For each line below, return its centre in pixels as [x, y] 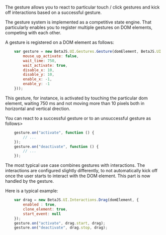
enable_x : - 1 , [38, 79]
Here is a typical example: [32, 191]
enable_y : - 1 [37, 84]
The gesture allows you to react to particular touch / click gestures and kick [83, 7]
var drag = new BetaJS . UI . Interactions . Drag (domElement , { [77, 200]
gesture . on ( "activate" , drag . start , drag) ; [60, 223]
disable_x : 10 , [39, 70]
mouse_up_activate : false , [51, 56]
